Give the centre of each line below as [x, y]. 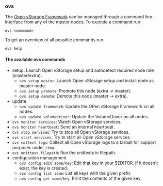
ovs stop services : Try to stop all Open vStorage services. [71, 132]
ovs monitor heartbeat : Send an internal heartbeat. [63, 127]
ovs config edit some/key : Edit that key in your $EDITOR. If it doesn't [89, 163]
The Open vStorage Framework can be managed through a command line [79, 17]
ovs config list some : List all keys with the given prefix [75, 173]
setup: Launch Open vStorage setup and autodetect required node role [83, 70]
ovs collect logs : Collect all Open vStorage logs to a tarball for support [84, 142]
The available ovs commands [35, 59]
